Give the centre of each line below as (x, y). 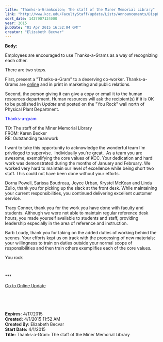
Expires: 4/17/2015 (24, 314)
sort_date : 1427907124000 (31, 18)
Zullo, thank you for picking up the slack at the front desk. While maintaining (81, 188)
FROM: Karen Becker (26, 133)
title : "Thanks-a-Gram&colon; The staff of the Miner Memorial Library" (80, 9)
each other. (16, 60)
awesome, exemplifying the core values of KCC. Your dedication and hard (79, 158)
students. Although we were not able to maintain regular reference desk (77, 213)
